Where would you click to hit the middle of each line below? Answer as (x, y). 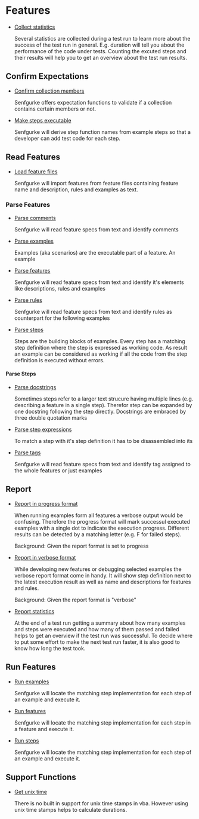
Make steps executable (43, 120)
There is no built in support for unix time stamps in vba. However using (101, 803)
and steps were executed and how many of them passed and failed (97, 629)
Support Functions (41, 777)
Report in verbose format (45, 557)
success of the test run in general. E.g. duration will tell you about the (99, 45)
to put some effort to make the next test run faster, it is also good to (97, 642)
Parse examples (34, 241)
